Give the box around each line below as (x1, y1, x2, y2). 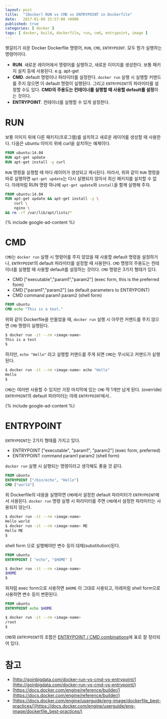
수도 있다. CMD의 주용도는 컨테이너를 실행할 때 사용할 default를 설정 (21, 87, 155, 92)
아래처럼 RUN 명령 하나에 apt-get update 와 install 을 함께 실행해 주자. (11, 182, 151, 188)
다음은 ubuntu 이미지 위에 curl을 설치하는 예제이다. (11, 140, 111, 146)
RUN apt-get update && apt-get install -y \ (5, 196, 99, 201)
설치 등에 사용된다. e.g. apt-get (17, 68, 79, 74)
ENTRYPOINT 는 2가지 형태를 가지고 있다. (5, 437, 81, 443)
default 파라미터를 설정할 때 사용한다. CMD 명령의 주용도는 (39, 260, 150, 266)
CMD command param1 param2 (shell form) (12, 292, 102, 298)
